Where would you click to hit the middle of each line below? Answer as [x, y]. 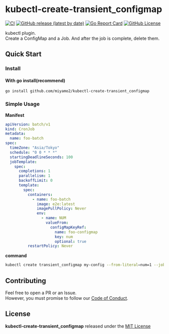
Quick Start [23, 54]
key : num [64, 237]
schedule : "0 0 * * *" [33, 152]
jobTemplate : [23, 162]
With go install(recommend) [35, 80]
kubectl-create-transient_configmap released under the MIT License [78, 326]
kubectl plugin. [21, 33]
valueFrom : [57, 223]
